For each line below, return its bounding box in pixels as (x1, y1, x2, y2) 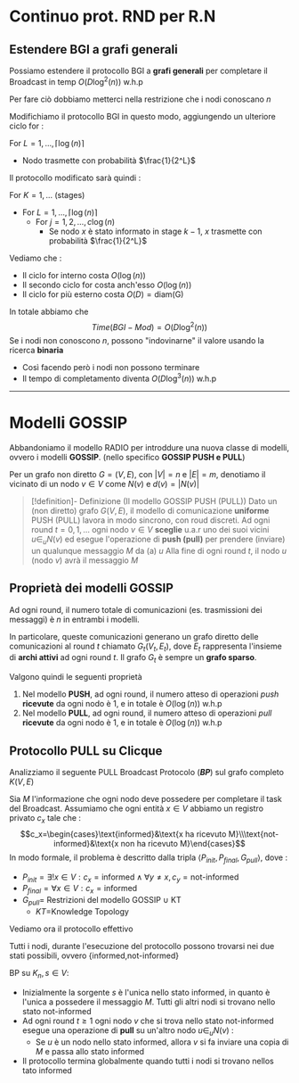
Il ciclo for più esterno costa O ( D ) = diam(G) (21, 288, 184, 300)
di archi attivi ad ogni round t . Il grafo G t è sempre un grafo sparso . (9, 652, 257, 666)
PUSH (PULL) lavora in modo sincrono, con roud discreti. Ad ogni (30, 515, 271, 525)
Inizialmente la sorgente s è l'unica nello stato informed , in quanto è (21, 987, 271, 997)
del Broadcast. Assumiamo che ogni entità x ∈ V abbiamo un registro (9, 803, 264, 814)
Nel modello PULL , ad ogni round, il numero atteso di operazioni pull (21, 707, 272, 719)
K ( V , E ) (9, 776, 35, 787)
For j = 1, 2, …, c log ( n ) (35, 216, 116, 227)
